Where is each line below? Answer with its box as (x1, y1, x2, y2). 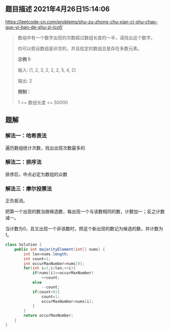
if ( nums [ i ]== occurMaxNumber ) (32, 270, 94, 276)
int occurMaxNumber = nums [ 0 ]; (23, 261, 85, 266)
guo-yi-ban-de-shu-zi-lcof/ (5, 24, 63, 30)
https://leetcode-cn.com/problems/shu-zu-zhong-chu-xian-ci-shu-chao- (5, 18, 158, 24)
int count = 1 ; (23, 256, 51, 261)
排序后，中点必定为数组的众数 (5, 171, 67, 177)
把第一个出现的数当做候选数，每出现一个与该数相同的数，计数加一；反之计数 (5, 208, 165, 215)
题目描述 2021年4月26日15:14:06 (5, 5, 110, 14)
